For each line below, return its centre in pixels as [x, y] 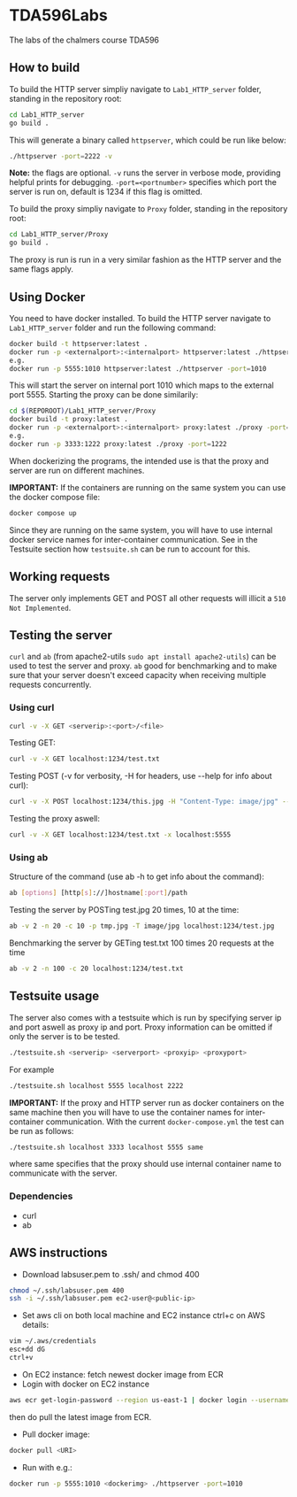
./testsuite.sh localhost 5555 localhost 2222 [96, 1085]
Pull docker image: [56, 1434]
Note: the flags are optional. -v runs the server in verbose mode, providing [145, 173]
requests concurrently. [50, 685]
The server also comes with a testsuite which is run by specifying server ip [145, 1017]
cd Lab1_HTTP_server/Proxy [59, 235]
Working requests [60, 577]
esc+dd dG [27, 1350]
